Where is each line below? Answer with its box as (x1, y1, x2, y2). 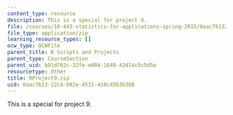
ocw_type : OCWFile (7, 42, 60, 49)
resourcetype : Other (7, 68, 67, 75)
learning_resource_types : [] (7, 36, 92, 43)
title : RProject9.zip (7, 74, 70, 82)
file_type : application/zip (7, 29, 89, 37)
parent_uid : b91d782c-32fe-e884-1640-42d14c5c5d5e (7, 62, 157, 69)
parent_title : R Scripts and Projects (7, 49, 119, 56)
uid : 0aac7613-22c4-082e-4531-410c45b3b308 (7, 81, 135, 88)
